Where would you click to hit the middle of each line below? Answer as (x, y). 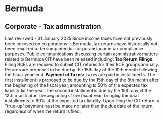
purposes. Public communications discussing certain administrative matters (82, 54)
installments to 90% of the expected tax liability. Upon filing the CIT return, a (82, 101)
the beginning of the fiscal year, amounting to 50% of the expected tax (76, 85)
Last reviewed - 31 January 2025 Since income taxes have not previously (79, 38)
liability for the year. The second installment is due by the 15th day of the (78, 90)
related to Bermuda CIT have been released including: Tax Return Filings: (80, 59)
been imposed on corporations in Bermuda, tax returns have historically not (81, 44)
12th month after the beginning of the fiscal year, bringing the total (72, 95)
